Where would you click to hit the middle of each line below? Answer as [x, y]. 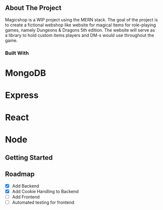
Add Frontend [26, 197]
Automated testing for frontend [43, 202]
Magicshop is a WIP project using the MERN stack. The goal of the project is [81, 19]
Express [22, 96]
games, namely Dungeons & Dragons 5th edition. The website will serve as [80, 30]
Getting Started [29, 157]
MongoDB [26, 73]
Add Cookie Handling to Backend [45, 191]
